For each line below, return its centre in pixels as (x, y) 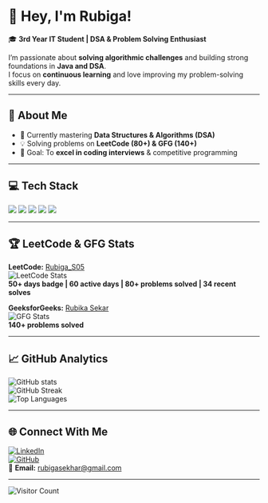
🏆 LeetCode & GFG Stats (71, 244)
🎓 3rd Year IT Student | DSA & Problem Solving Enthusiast (107, 38)
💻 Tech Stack (43, 186)
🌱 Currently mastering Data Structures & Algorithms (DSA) (117, 134)
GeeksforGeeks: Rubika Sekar (59, 308)
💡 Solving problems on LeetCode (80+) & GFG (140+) (108, 143)
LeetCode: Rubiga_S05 (47, 267)
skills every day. (35, 82)
